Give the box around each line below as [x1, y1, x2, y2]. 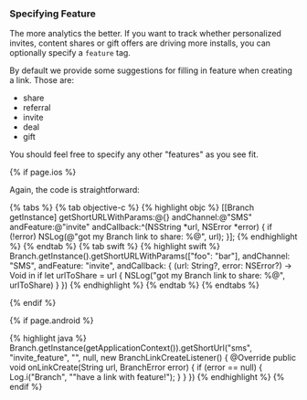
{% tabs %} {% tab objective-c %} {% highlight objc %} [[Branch [9, 202, 255, 213]
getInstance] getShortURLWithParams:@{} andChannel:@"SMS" [9, 212, 253, 223]
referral [22, 102, 51, 113]
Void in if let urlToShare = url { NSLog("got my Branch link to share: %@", [9, 270, 286, 281]
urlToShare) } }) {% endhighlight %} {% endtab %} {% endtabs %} [9, 279, 260, 290]
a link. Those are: [9, 75, 75, 86]
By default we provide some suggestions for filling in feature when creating [9, 65, 292, 76]
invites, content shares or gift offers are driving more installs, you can [9, 37, 271, 48]
